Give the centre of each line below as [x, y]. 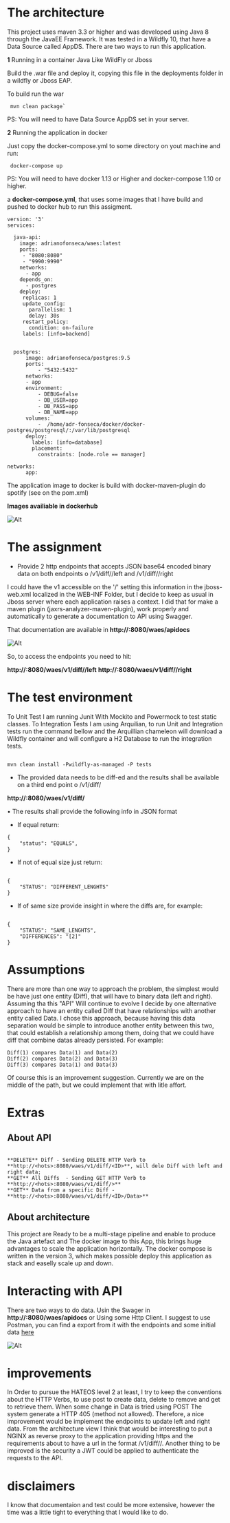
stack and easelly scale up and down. [60, 1263]
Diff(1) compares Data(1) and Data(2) [62, 1052]
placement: [47, 448]
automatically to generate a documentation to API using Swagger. [100, 616]
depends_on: [36, 279]
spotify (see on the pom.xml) [48, 492]
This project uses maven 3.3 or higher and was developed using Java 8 [108, 32]
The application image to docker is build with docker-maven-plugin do [106, 485]
